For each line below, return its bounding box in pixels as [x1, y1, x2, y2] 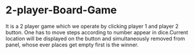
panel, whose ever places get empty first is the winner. [5, 41, 139, 48]
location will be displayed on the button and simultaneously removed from [5, 35, 185, 42]
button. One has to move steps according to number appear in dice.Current [5, 28, 188, 35]
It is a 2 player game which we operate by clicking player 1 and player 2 [5, 23, 179, 30]
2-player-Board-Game [5, 3, 117, 17]
